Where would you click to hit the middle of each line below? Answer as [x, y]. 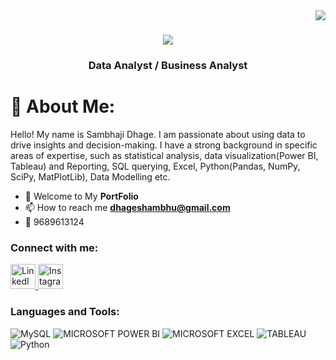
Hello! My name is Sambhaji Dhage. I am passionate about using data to [158, 135]
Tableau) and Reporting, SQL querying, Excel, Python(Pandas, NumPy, [155, 166]
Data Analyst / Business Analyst [168, 66]
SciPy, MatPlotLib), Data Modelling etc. [90, 177]
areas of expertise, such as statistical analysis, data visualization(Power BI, [164, 156]
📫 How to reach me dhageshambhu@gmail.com [127, 208]
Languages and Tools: [65, 312]
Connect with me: [54, 247]
